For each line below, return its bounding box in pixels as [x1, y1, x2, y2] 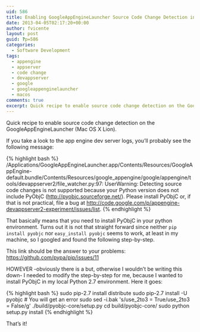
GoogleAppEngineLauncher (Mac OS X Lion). [6, 126, 117, 133]
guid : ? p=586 [6, 36, 39, 42]
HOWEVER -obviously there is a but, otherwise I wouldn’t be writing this [6, 265, 183, 273]
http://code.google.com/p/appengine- [86, 199, 180, 206]
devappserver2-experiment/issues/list [6, 205, 100, 212]
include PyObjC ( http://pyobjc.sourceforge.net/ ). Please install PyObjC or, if [6, 193, 191, 200]
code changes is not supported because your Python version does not [6, 186, 179, 193]
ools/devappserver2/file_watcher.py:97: [6, 180, 104, 187]
